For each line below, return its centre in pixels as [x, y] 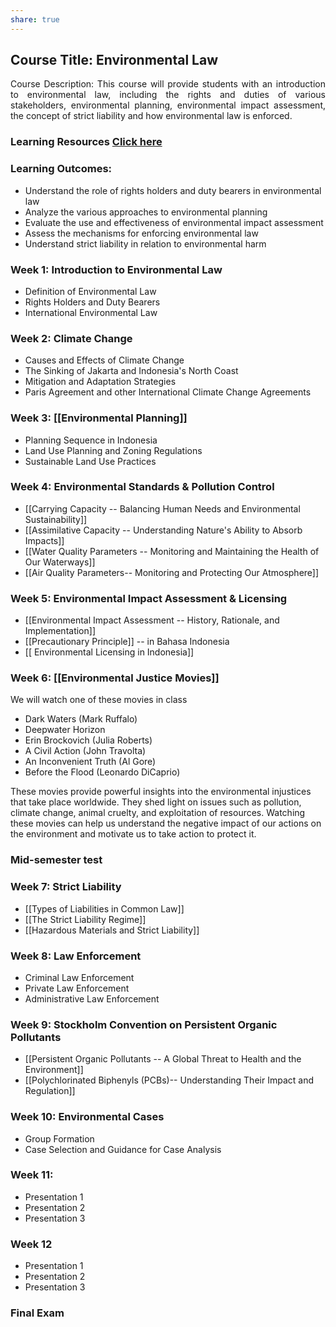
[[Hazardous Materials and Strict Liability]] [112, 930]
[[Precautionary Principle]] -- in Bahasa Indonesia [127, 642]
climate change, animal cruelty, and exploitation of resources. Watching [158, 813]
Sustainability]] [56, 519]
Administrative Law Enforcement [92, 998]
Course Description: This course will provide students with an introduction [168, 84]
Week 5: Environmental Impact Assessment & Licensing [149, 598]
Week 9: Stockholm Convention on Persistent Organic [144, 1024]
